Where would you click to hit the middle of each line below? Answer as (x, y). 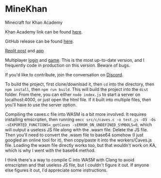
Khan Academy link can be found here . (44, 32)
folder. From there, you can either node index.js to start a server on (73, 94)
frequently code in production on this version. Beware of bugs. (68, 65)
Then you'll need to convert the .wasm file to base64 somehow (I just (74, 135)
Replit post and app (24, 51)
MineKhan (26, 9)
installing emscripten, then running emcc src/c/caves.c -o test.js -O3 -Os (80, 119)
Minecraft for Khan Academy (34, 22)
